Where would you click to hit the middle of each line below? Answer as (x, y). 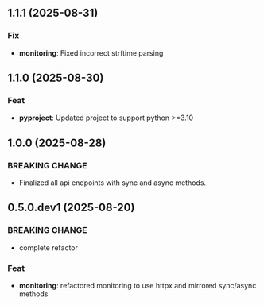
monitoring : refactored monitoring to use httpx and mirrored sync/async (138, 286)
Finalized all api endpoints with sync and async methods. (113, 183)
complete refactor (49, 247)
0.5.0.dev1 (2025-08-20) (71, 208)
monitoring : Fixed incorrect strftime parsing (91, 53)
